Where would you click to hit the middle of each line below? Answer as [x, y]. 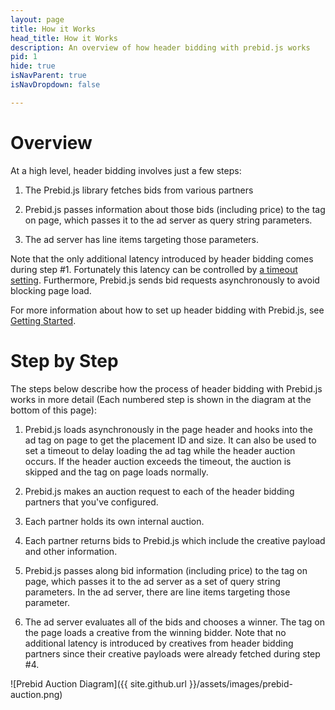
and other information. [71, 551]
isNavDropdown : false [55, 85]
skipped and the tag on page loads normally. [116, 472]
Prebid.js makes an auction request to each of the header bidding [159, 491]
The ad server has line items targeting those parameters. [142, 239]
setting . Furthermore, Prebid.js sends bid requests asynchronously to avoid [165, 280]
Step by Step [64, 360]
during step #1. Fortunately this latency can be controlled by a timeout [154, 269]
